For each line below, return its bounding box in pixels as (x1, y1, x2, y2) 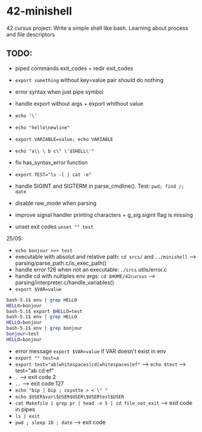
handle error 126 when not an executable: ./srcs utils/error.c (15, 266, 167, 273)
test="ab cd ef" (15, 366, 54, 374)
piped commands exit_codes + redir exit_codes (15, 64, 133, 72)
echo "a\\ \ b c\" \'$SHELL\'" (15, 148, 95, 154)
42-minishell (6, 4, 72, 18)
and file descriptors (6, 30, 55, 38)
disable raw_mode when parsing (15, 199, 97, 207)
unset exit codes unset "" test (15, 223, 94, 230)
